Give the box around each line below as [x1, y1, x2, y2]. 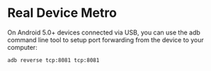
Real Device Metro [7, 5, 117, 21]
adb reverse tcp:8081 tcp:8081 [7, 56, 100, 64]
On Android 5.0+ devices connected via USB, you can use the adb [7, 28, 200, 37]
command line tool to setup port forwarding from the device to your [7, 35, 204, 44]
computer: [7, 43, 38, 51]
